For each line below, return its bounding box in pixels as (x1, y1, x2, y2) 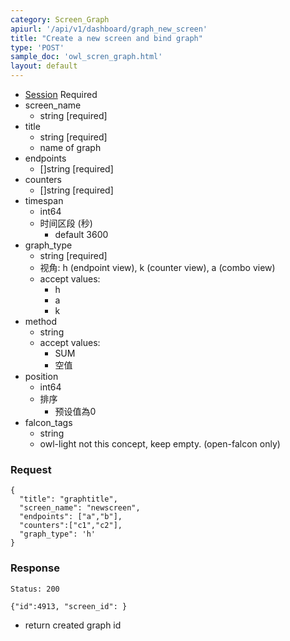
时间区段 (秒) (39, 217, 93, 229)
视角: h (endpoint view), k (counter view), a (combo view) (39, 262, 276, 273)
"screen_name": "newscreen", (19, 503, 141, 513)
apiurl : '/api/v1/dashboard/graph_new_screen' (10, 24, 208, 34)
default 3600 (54, 229, 109, 240)
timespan (24, 195, 64, 206)
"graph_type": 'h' (19, 529, 97, 540)
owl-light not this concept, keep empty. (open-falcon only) (39, 438, 281, 450)
